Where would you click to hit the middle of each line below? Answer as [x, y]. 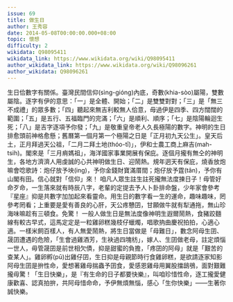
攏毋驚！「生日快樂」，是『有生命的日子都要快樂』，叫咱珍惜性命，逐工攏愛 [113, 274]
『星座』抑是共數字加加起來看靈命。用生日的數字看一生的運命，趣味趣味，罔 [116, 196]
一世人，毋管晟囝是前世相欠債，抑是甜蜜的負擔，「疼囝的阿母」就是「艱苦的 [115, 248]
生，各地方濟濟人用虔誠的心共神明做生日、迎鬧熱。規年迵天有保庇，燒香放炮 [116, 161]
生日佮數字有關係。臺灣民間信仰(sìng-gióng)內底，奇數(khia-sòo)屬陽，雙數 [115, 92]
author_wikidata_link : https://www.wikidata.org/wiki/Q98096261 [102, 65]
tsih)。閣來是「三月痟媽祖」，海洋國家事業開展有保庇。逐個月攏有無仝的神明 [115, 152]
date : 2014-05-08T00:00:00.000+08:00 [62, 33]
